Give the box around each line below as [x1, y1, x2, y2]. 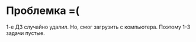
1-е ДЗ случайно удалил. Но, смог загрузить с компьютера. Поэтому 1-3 [6, 23, 191, 30]
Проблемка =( [6, 4, 80, 17]
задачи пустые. [6, 29, 46, 36]
